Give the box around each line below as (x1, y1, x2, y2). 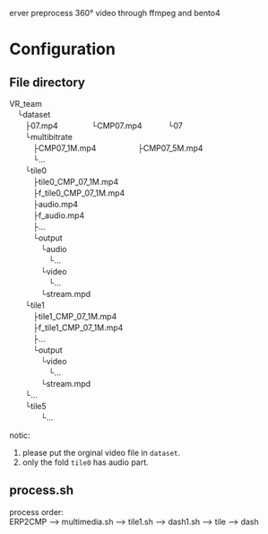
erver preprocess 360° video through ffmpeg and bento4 (9, 8, 221, 18)
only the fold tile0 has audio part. (22, 457, 150, 468)
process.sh (9, 483, 74, 498)
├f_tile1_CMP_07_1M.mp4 (32, 322, 124, 333)
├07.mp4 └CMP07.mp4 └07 (24, 120, 184, 131)
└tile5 (24, 401, 47, 411)
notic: (9, 430, 30, 441)
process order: (9, 506, 65, 517)
